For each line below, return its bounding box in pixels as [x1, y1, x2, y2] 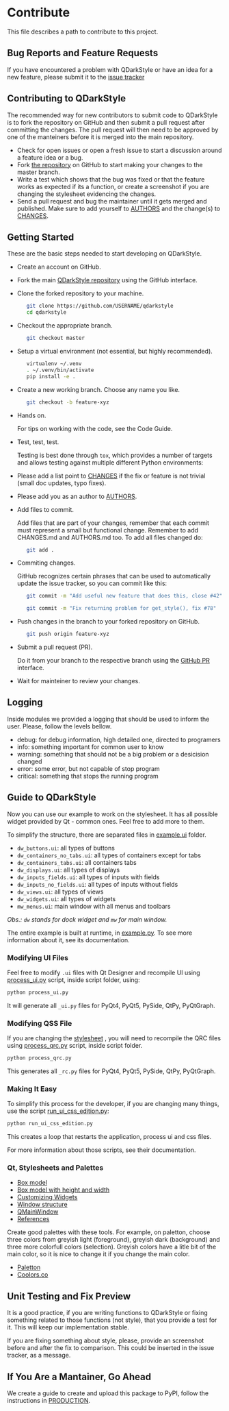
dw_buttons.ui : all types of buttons [16, 844, 115, 852]
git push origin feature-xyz [26, 630, 109, 638]
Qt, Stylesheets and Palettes [7, 1163, 104, 1173]
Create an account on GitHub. [16, 262, 101, 271]
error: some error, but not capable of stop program [16, 764, 161, 772]
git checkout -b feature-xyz [26, 399, 109, 406]
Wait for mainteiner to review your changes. [16, 677, 140, 685]
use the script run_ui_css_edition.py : [7, 1107, 109, 1115]
